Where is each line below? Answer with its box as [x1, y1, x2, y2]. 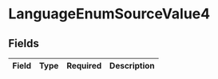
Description [109, 61, 156, 71]
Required [66, 61, 102, 71]
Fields [8, 37, 40, 50]
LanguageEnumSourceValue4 [8, 5, 210, 23]
